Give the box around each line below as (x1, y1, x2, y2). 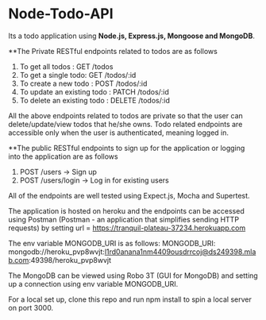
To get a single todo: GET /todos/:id (19, 70, 137, 79)
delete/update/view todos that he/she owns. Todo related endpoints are (8, 119, 243, 129)
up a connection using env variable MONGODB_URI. (8, 279, 179, 288)
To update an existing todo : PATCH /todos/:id (19, 87, 169, 96)
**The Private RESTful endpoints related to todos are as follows (8, 46, 218, 56)
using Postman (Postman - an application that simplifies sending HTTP (8, 214, 240, 224)
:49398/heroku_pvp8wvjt (29, 255, 111, 264)
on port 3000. (8, 303, 54, 312)
